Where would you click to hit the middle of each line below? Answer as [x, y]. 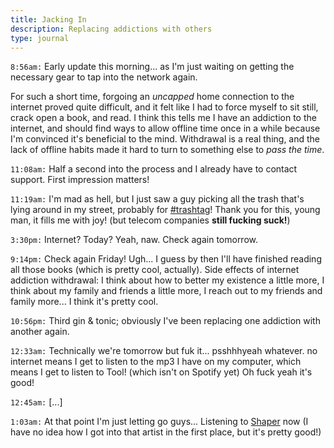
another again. [40, 332]
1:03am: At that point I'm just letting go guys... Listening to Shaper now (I [159, 422]
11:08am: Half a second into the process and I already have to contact [154, 169]
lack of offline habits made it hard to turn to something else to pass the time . [167, 150]
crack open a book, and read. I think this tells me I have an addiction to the [163, 118]
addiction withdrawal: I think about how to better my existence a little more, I [167, 280]
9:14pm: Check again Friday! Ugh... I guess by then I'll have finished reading [166, 259]
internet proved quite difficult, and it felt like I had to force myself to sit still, [164, 107]
